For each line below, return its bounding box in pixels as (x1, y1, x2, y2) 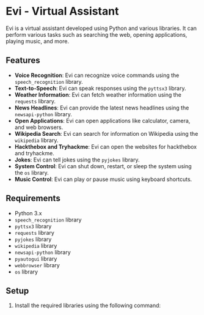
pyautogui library (14, 255, 57, 262)
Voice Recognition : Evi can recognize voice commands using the (14, 72, 180, 79)
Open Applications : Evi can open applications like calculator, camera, (14, 117, 191, 124)
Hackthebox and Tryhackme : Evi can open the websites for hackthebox (14, 143, 197, 150)
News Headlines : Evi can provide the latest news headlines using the (14, 104, 189, 111)
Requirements (5, 193, 60, 204)
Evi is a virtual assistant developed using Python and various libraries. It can (5, 24, 197, 32)
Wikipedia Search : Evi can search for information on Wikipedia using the (14, 130, 199, 137)
